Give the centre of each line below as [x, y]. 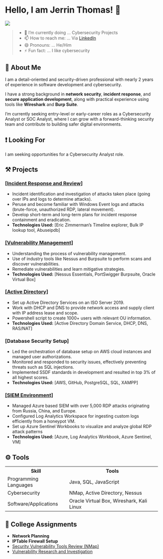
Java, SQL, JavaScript [94, 482]
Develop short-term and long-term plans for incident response [74, 215]
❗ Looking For [25, 140]
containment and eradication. [41, 220]
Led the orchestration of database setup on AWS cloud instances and [81, 352]
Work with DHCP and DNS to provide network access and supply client [83, 307]
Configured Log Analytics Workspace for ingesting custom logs [75, 416]
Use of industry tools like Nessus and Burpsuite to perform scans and [81, 259]
